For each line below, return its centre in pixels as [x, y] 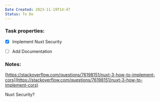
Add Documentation [32, 51]
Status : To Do [19, 14]
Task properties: [25, 31]
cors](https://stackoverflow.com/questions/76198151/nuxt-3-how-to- [74, 80]
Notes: [13, 64]
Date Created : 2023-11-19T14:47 [38, 9]
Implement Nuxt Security [37, 41]
